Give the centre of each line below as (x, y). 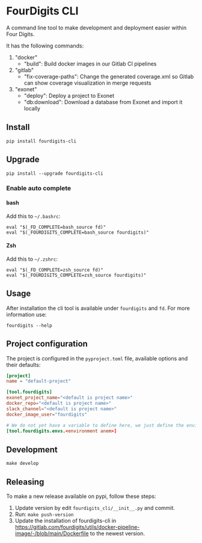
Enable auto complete (39, 189)
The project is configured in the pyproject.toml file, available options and (97, 358)
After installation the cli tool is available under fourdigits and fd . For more (98, 308)
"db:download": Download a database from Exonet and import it (103, 102)
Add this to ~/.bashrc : (33, 216)
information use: (26, 314)
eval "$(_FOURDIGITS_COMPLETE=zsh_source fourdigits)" (76, 275)
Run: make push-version (44, 514)
